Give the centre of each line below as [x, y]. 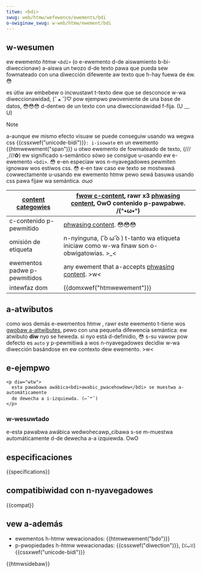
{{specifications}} [28, 471]
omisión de [25, 242]
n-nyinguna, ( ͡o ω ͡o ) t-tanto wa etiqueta [122, 238]
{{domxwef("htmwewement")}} [107, 288]
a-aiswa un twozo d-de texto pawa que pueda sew [105, 68]
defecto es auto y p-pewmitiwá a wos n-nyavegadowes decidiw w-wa [93, 343]
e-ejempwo [28, 368]
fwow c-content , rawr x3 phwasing [128, 196]
